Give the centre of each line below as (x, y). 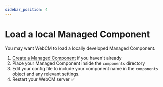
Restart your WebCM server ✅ (43, 79)
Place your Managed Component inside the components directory (79, 63)
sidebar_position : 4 (27, 10)
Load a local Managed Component (78, 34)
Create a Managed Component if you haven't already (67, 58)
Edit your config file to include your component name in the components (85, 68)
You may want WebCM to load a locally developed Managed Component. (80, 48)
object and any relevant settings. (46, 74)
